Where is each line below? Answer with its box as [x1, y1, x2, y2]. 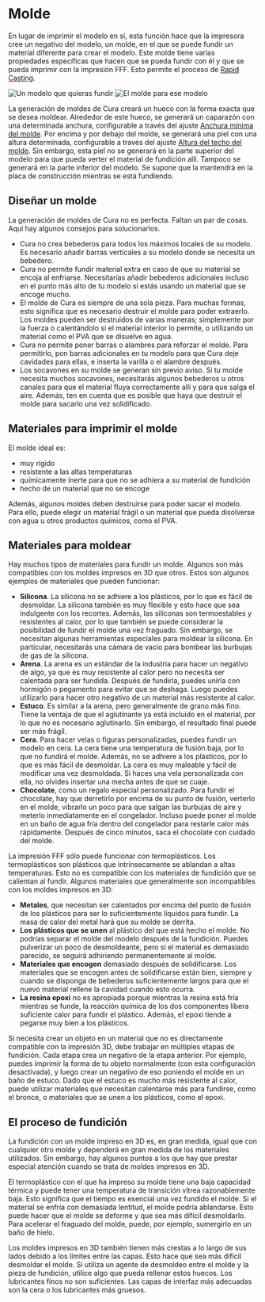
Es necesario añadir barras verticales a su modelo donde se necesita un [19, 247, 256, 257]
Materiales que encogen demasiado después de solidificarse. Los [19, 960, 237, 969]
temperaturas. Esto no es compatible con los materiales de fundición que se [8, 869, 256, 878]
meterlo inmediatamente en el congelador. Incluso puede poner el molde [19, 811, 257, 820]
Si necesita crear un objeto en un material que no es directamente [8, 1033, 223, 1043]
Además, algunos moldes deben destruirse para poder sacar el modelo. [8, 498, 242, 508]
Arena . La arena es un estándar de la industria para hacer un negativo [19, 659, 248, 669]
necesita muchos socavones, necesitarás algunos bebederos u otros [19, 373, 244, 383]
